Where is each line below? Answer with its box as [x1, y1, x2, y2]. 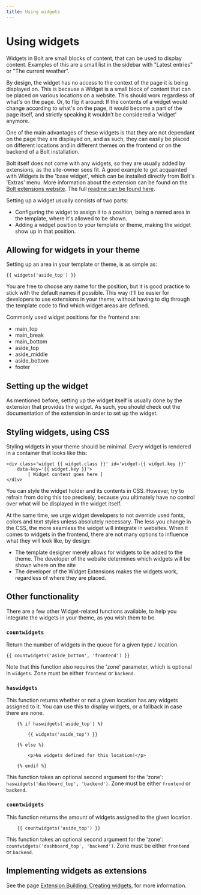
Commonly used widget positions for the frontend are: [6, 313, 140, 321]
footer [14, 364, 31, 371]
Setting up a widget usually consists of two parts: [6, 196, 128, 204]
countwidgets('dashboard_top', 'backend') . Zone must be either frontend [6, 842, 190, 849]
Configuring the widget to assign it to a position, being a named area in [14, 208, 191, 215]
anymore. [6, 117, 30, 124]
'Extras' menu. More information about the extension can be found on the [6, 178, 188, 186]
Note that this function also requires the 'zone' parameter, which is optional [6, 663, 192, 670]
